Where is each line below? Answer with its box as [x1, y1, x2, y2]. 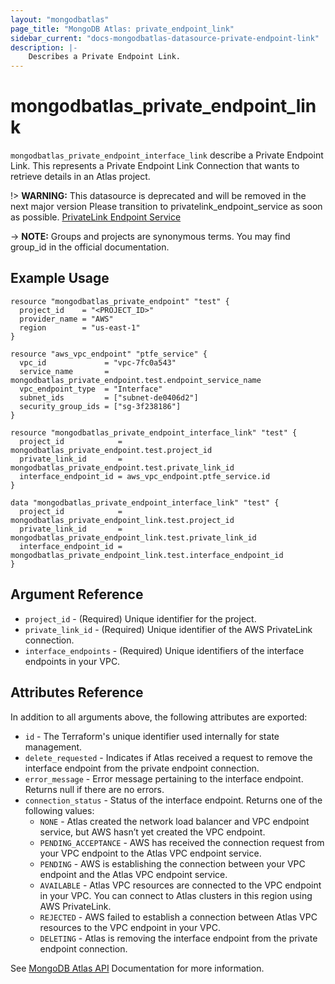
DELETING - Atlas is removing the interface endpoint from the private [39, 932, 318, 944]
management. [24, 741, 83, 753]
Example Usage [10, 270, 110, 287]
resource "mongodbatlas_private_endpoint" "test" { [10, 296, 230, 306]
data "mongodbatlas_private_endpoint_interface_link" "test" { [10, 497, 280, 508]
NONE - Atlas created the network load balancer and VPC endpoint [39, 815, 310, 827]
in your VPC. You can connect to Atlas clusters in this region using [39, 889, 313, 901]
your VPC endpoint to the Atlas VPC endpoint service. [39, 847, 262, 859]
